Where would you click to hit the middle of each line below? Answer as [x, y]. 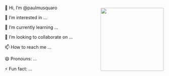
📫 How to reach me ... [28, 47]
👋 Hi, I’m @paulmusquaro [31, 8]
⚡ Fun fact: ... [18, 69]
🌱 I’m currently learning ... [32, 27]
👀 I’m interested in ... [26, 17]
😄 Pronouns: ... [21, 59]
